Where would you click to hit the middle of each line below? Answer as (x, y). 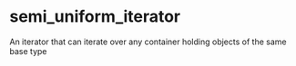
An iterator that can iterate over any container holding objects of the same (148, 42)
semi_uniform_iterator (95, 17)
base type (28, 51)
